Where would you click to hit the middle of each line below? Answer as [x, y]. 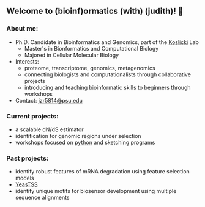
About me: [22, 29]
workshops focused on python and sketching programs [85, 142]
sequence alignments [42, 198]
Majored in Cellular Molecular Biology [72, 55]
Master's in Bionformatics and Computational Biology [91, 48]
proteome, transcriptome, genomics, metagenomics [90, 68]
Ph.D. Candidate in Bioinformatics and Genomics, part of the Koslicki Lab [107, 42]
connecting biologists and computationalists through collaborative [108, 74]
